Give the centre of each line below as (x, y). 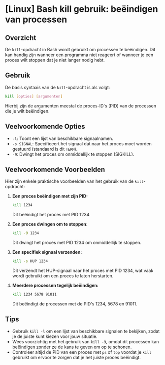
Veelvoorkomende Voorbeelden (55, 169)
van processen (36, 19)
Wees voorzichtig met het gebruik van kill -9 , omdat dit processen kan (85, 341)
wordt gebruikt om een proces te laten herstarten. (63, 276)
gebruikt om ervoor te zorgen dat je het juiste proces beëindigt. (77, 357)
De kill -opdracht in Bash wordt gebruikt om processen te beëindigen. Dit (80, 50)
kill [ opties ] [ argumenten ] (34, 96)
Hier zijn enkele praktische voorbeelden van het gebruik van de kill (74, 181)
